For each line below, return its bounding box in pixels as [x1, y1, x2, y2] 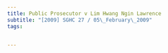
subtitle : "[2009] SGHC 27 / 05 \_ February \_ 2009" [7, 17, 153, 23]
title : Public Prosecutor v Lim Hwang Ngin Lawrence [7, 10, 162, 17]
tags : [7, 23, 23, 30]
